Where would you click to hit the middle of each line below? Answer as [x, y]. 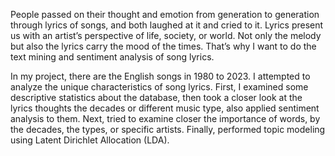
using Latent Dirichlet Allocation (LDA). [90, 140]
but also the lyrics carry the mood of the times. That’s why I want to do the [163, 46]
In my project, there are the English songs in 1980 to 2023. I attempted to [160, 76]
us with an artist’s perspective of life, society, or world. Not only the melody [166, 35]
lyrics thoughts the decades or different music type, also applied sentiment [165, 108]
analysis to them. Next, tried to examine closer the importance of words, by [165, 118]
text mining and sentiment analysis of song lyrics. [112, 57]
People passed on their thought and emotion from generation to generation [165, 14]
